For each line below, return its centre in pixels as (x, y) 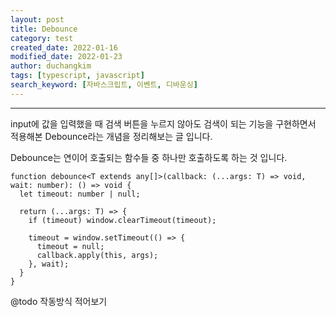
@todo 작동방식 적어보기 (59, 301)
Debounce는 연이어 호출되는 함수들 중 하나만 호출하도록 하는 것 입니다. (149, 157)
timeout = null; (70, 246)
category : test (42, 38)
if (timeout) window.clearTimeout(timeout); (122, 220)
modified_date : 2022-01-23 (66, 57)
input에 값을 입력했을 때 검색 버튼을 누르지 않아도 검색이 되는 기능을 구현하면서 (163, 123)
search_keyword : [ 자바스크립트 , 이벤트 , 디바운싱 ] (104, 85)
